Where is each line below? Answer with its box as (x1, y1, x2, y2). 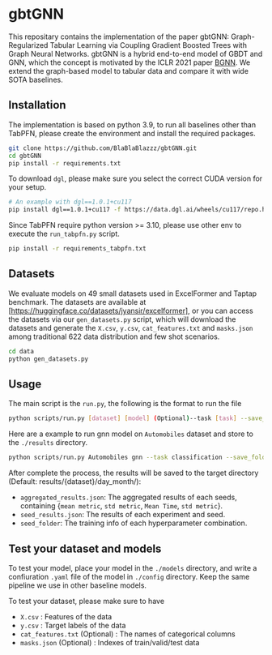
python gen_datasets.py (8, 354, 89, 363)
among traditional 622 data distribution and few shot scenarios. (8, 332, 220, 341)
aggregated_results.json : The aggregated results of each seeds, (19, 492, 237, 503)
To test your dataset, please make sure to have (8, 596, 164, 606)
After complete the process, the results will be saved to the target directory (8, 468, 259, 478)
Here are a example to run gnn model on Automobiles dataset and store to (8, 429, 253, 439)
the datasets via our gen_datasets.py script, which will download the (8, 314, 236, 324)
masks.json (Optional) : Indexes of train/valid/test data (19, 637, 200, 647)
